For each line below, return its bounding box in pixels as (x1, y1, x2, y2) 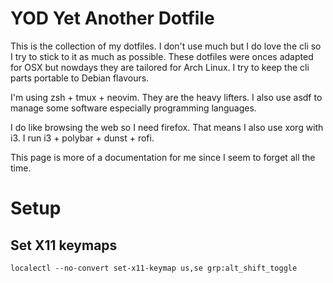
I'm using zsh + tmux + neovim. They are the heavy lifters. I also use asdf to (10, 91, 323, 103)
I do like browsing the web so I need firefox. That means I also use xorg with (10, 121, 324, 133)
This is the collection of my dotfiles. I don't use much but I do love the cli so (10, 40, 322, 52)
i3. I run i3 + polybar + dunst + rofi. (10, 132, 155, 144)
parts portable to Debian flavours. (10, 72, 150, 84)
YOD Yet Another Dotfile (10, 7, 215, 30)
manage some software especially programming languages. (10, 102, 257, 114)
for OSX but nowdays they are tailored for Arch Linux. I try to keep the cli (10, 61, 310, 73)
